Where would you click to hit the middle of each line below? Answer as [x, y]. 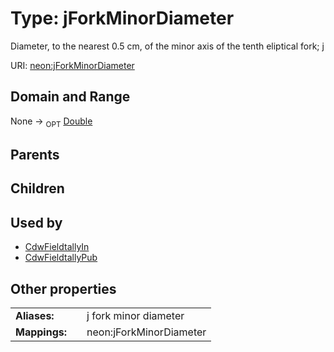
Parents [35, 154]
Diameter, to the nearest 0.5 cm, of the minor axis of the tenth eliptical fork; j [167, 46]
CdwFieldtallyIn [57, 247]
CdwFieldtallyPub [61, 258]
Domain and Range [70, 97]
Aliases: [35, 315]
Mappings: [41, 332]
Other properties [63, 288]
